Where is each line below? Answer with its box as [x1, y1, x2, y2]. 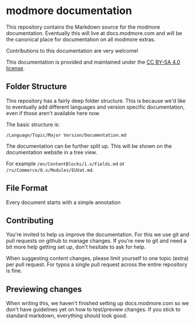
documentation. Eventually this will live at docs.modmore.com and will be [6, 29, 182, 36]
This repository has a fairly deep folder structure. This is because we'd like [6, 97, 186, 104]
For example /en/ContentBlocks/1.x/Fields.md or [6, 160, 125, 167]
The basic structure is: [6, 121, 60, 128]
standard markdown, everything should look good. [6, 312, 127, 319]
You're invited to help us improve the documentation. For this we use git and [6, 231, 190, 238]
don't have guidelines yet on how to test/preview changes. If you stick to [6, 306, 181, 313]
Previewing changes [6, 284, 82, 294]
